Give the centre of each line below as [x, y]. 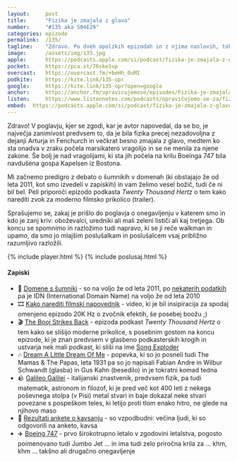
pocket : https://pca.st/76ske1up [63, 66]
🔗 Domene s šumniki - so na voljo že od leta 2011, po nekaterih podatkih [122, 288]
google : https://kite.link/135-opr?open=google [85, 86]
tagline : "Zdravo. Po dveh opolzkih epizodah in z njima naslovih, [113, 47]
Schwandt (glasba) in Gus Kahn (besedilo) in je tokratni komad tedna [117, 370]
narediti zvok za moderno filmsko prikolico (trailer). [81, 199]
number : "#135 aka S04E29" [53, 27]
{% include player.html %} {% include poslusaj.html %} [87, 256]
